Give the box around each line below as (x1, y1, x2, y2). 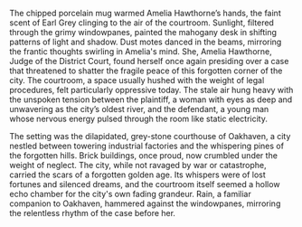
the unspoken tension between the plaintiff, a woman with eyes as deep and (9, 94, 293, 105)
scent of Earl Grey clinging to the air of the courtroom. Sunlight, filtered (9, 17, 274, 28)
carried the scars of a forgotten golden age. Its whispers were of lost (9, 169, 267, 180)
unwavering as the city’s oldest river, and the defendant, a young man (9, 104, 269, 114)
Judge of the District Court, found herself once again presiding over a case (9, 56, 289, 66)
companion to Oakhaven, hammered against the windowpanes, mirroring (9, 198, 281, 209)
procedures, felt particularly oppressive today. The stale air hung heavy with (9, 85, 294, 95)
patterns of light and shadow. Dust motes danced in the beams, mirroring (9, 36, 282, 47)
